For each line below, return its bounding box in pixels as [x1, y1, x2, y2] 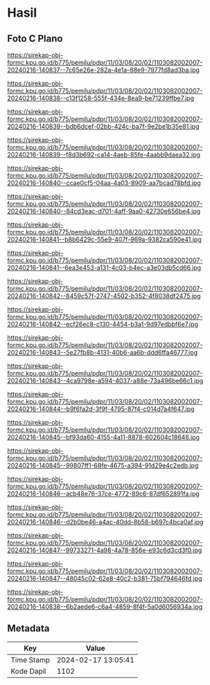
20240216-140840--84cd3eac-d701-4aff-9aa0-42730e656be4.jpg [7, 207, 201, 215]
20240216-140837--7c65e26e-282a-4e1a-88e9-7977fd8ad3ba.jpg [7, 66, 200, 74]
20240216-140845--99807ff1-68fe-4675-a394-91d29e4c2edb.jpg [7, 461, 199, 469]
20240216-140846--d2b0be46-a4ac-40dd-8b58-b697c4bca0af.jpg [7, 518, 204, 526]
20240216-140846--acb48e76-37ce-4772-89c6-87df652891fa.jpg [7, 490, 200, 498]
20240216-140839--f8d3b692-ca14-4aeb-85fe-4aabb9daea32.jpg [7, 151, 201, 159]
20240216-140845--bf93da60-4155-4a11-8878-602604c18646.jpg [7, 433, 200, 441]
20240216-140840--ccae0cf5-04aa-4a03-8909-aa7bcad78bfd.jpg [7, 179, 201, 187]
